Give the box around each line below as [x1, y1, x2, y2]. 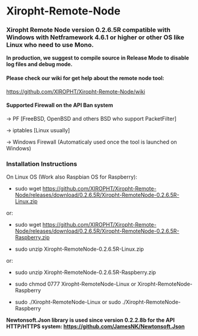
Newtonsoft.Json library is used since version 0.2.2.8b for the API [6, 317, 175, 324]
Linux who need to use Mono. [6, 41, 94, 49]
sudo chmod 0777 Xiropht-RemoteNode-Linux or [14, 281, 137, 288]
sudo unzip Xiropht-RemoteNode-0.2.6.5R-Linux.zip [14, 245, 144, 253]
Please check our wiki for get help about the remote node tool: [6, 75, 165, 82]
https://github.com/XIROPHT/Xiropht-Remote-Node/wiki [6, 88, 145, 95]
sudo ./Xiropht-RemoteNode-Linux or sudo [14, 299, 121, 306]
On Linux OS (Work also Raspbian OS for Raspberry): [6, 173, 137, 181]
